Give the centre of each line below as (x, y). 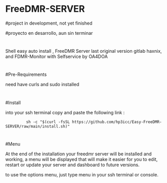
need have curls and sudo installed (42, 85)
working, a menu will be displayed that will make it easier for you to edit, (81, 159)
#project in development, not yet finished (49, 23)
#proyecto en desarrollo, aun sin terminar (49, 33)
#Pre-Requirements (26, 74)
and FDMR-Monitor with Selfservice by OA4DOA (57, 56)
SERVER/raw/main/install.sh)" (38, 126)
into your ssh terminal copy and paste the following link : (65, 112)
